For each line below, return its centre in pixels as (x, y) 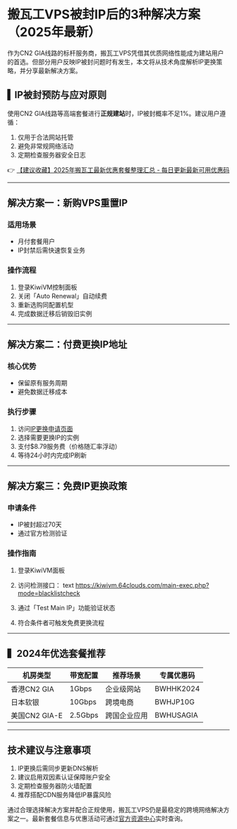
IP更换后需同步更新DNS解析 (58, 768)
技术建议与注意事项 (49, 750)
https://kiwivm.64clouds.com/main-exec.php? (142, 585)
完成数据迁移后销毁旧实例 (55, 313)
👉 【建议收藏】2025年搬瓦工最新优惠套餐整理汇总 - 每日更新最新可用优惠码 (119, 169)
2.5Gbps (84, 715)
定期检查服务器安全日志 (51, 155)
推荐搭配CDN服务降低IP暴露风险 (64, 795)
